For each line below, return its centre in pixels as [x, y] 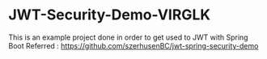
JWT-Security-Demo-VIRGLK [110, 15]
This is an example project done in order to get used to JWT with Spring [128, 37]
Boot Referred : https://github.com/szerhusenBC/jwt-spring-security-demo [133, 45]
